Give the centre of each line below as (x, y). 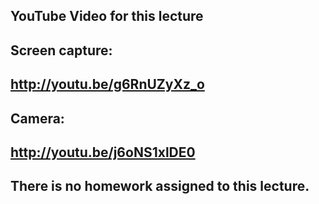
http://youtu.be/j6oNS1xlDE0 (103, 152)
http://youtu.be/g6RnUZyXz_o (107, 84)
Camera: (37, 118)
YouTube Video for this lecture (107, 16)
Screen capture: (61, 50)
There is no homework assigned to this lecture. (160, 186)
